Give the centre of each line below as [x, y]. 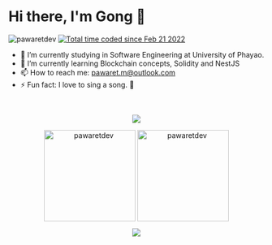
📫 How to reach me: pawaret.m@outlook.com [98, 72]
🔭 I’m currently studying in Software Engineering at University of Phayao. [142, 54]
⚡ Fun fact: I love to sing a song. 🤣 [77, 84]
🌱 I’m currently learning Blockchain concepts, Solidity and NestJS [130, 63]
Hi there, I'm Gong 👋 [77, 17]
